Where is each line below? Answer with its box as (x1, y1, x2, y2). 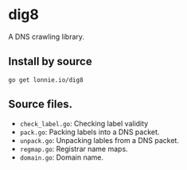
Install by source (8, 55, 93, 68)
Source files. (8, 98, 73, 111)
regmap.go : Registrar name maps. (19, 144, 129, 153)
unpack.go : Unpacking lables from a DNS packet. (19, 135, 179, 145)
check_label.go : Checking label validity (19, 118, 149, 128)
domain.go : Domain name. (19, 153, 104, 162)
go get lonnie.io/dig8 (8, 75, 84, 84)
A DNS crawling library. (8, 32, 85, 41)
